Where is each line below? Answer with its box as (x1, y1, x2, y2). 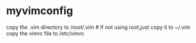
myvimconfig (6, 4, 73, 18)
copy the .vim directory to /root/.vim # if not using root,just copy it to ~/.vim (6, 24, 191, 31)
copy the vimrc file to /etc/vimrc (6, 29, 85, 37)
